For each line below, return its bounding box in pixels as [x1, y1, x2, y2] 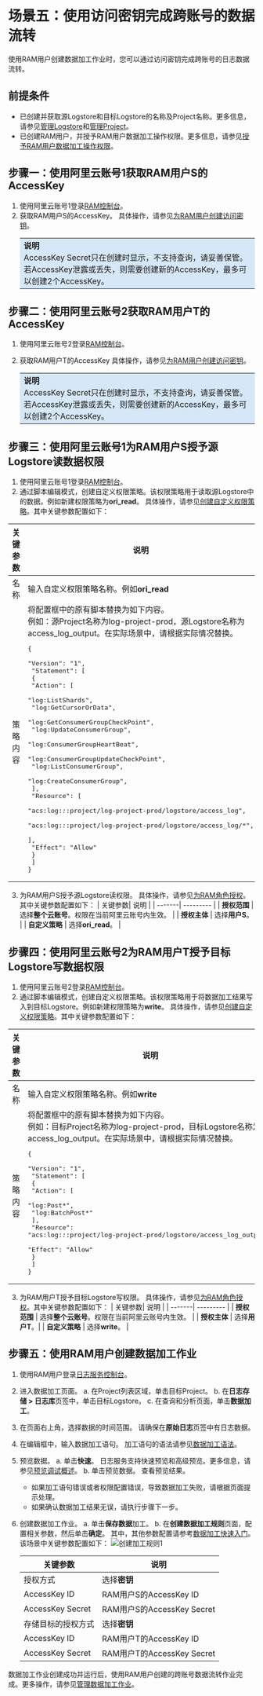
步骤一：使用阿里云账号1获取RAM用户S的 [8, 167, 208, 180]
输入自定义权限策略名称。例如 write [27, 1089, 157, 1100]
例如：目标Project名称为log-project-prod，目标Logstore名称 [27, 1121, 253, 1132]
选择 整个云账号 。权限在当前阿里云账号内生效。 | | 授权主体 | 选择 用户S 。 [19, 910, 254, 920]
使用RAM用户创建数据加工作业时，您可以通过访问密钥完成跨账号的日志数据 [8, 54, 250, 64]
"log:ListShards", [27, 696, 94, 705]
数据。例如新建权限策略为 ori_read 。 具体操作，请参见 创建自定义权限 [26, 496, 248, 507]
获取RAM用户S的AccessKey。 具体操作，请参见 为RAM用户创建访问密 [19, 211, 244, 220]
